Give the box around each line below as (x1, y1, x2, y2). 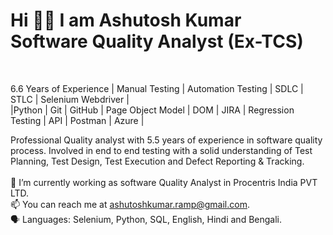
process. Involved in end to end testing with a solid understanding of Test (10, 144, 313, 156)
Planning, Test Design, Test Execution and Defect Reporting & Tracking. (10, 155, 305, 167)
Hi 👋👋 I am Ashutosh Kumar (10, 9, 242, 32)
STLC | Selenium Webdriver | (10, 93, 130, 105)
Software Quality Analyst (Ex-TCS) (10, 30, 304, 53)
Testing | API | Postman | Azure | (10, 114, 145, 126)
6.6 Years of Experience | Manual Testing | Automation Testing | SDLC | (10, 82, 304, 94)
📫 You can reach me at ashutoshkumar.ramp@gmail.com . (10, 198, 250, 210)
